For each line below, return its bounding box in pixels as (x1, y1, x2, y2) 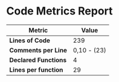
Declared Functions (9, 55, 67, 64)
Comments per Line (9, 46, 68, 54)
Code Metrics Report (6, 4, 113, 18)
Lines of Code (9, 36, 50, 45)
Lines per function (9, 65, 63, 74)
